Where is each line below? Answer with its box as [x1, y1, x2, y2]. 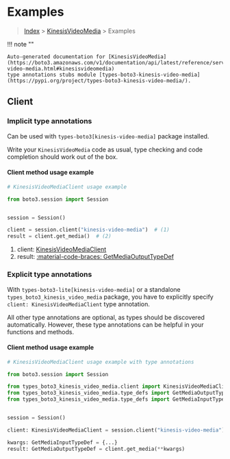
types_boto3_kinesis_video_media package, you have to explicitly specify [7, 293, 214, 301]
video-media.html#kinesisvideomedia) [7, 65, 115, 72]
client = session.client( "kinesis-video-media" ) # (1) [7, 227, 170, 234]
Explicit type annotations [7, 270, 92, 280]
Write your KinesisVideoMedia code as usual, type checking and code [7, 145, 203, 153]
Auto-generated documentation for [7, 53, 106, 60]
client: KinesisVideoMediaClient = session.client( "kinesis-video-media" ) [7, 426, 225, 434]
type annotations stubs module [7, 71, 97, 78]
